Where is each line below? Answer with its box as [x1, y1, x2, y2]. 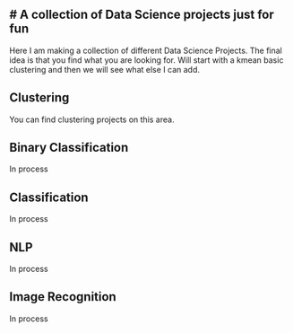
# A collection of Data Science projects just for [9, 7, 275, 22]
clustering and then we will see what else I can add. [9, 64, 200, 74]
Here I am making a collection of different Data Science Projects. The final [9, 45, 282, 56]
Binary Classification [9, 140, 129, 155]
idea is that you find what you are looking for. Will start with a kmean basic [9, 54, 284, 66]
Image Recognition [9, 289, 116, 304]
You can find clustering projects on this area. [9, 114, 175, 125]
